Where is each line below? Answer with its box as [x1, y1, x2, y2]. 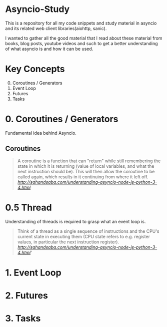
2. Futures [5, 289, 48, 301]
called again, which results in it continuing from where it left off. [17, 174, 148, 180]
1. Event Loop [5, 267, 61, 278]
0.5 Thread [5, 202, 52, 213]
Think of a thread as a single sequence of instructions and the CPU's [17, 228, 159, 234]
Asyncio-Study [5, 4, 70, 15]
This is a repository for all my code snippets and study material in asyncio [5, 20, 157, 26]
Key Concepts [5, 64, 65, 75]
